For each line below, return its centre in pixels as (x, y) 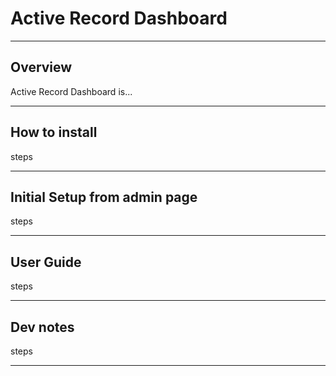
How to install (54, 132)
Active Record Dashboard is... (71, 91)
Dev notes (42, 327)
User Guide (46, 262)
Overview (41, 67)
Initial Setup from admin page (104, 197)
